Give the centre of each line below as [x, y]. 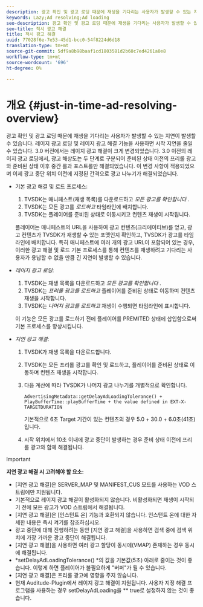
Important [18, 459]
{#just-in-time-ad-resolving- [103, 105]
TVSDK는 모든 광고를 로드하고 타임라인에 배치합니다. [86, 207]
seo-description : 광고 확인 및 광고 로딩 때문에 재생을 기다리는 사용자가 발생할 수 [99, 23]
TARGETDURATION [43, 407]
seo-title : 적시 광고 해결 [36, 29]
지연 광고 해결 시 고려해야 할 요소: [45, 472]
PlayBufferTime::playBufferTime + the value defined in [96, 402]
